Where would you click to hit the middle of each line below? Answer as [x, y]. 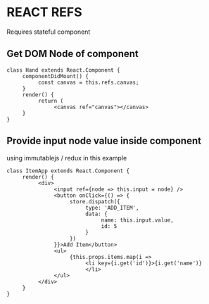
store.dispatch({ [95, 201]
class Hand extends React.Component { [63, 70]
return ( [51, 101]
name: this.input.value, [137, 220]
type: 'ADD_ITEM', [112, 208]
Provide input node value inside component [104, 141]
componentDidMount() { [56, 76]
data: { [96, 214]
